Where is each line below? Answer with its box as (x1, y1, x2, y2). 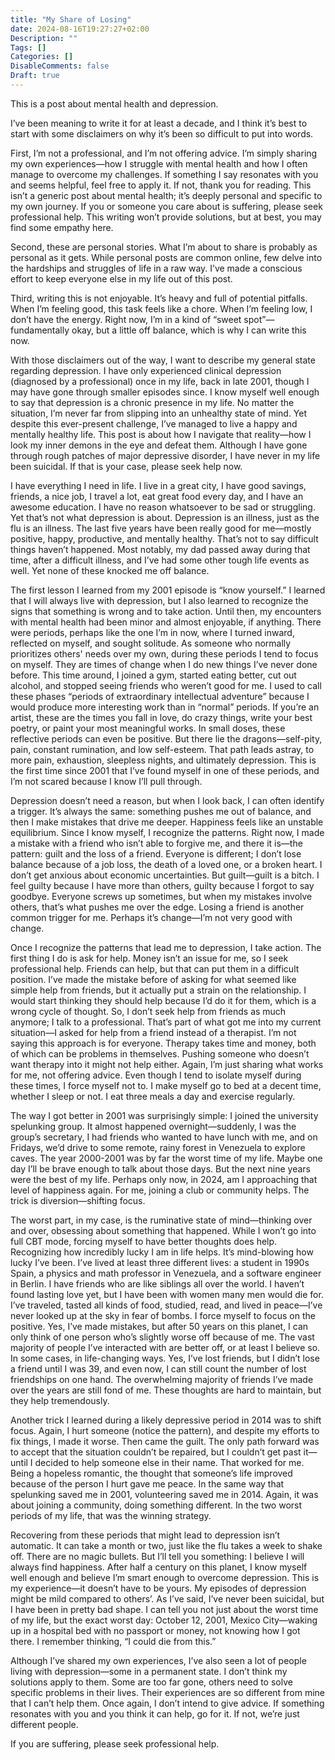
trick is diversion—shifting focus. (10, 1194, 146, 1206)
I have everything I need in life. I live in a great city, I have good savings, (10, 479, 307, 491)
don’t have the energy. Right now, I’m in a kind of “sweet (10, 313, 242, 325)
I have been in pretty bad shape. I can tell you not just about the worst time (10, 1603, 319, 1615)
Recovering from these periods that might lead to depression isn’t (10, 1529, 281, 1541)
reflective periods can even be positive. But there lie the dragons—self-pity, (10, 732, 323, 745)
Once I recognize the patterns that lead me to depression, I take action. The (10, 941, 322, 953)
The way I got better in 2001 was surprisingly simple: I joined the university (10, 1109, 319, 1121)
